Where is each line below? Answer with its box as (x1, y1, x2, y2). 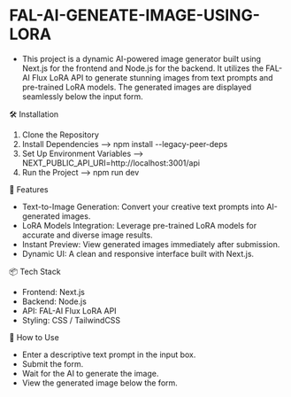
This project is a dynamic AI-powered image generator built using (21, 53, 262, 64)
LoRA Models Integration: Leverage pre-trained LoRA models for (21, 220, 257, 230)
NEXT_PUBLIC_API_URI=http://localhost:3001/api (21, 157, 201, 168)
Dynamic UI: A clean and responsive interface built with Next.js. (21, 248, 255, 259)
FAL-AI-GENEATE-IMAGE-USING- (9, 5, 261, 26)
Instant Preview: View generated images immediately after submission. (21, 238, 280, 249)
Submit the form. (21, 358, 84, 369)
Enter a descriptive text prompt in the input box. (21, 349, 196, 360)
